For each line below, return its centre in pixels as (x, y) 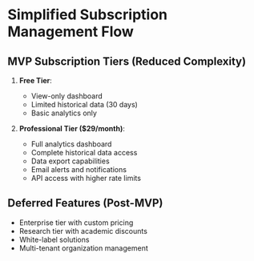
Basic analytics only (64, 113)
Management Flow (71, 32)
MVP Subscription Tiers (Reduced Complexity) (127, 61)
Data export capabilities (70, 161)
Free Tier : (36, 80)
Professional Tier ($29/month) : (72, 128)
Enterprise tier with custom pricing (76, 223)
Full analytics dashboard (71, 144)
